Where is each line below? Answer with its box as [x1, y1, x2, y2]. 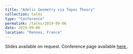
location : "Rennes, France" [5, 30, 63, 35]
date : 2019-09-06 [5, 26, 41, 30]
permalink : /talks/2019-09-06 [5, 21, 67, 26]
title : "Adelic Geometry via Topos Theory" [5, 7, 95, 12]
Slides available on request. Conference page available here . [5, 44, 129, 49]
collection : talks [5, 12, 43, 17]
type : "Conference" [5, 16, 45, 21]
